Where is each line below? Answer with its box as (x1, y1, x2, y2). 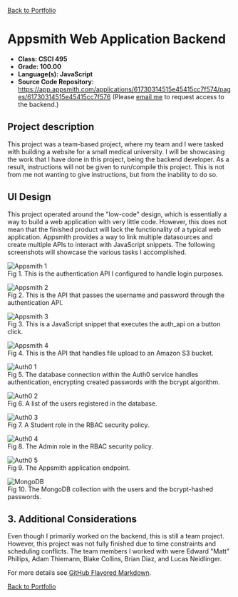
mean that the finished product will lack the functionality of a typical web (7, 225, 222, 234)
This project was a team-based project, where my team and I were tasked (7, 139, 224, 149)
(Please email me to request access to (112, 92, 224, 101)
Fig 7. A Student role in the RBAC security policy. (7, 421, 150, 429)
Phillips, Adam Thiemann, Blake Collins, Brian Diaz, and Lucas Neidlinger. (7, 555, 222, 563)
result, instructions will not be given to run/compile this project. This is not (7, 162, 224, 171)
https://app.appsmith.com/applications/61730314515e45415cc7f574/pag (17, 85, 232, 94)
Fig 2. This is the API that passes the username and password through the (7, 291, 225, 299)
